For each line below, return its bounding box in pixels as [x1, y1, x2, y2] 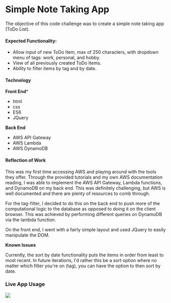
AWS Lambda [12, 140, 42, 146]
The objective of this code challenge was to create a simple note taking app [5, 20, 164, 27]
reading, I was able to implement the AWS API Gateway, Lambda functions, [5, 179, 162, 185]
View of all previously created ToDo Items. [12, 60, 102, 66]
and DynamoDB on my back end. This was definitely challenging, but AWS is [5, 185, 166, 191]
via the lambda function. [5, 217, 56, 223]
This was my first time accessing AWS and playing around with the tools [5, 168, 157, 175]
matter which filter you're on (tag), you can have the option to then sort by [5, 263, 161, 269]
